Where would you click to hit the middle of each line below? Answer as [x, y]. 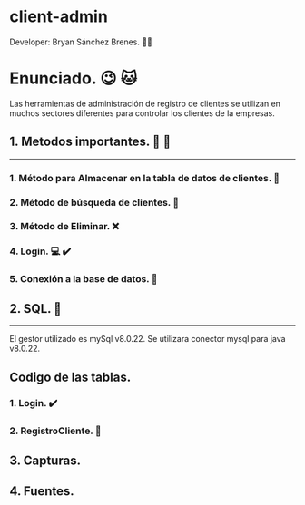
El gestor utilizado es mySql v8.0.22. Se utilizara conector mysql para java [148, 339]
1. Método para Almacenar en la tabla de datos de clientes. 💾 [145, 178]
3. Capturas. [45, 460]
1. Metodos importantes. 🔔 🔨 [90, 142]
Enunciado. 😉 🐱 [74, 78]
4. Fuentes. [42, 491]
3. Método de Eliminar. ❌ [64, 227]
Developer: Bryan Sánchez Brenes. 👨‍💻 [81, 42]
